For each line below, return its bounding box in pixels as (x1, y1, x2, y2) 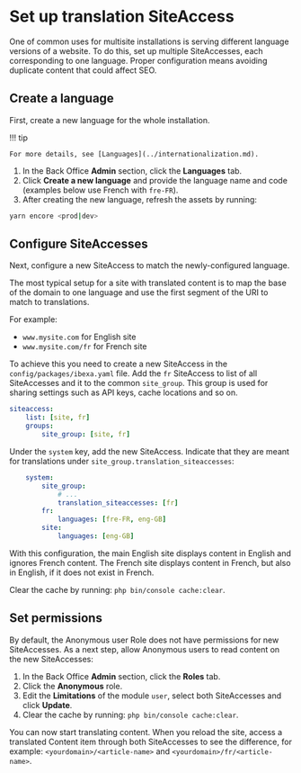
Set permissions (9, 610, 103, 626)
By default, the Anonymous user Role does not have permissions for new (9, 634, 279, 645)
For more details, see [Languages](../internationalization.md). (9, 149, 259, 158)
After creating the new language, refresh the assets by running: (22, 193, 258, 204)
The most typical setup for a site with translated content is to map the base (9, 277, 288, 289)
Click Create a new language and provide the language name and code (22, 175, 288, 185)
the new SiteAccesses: (9, 653, 94, 664)
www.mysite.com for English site (22, 331, 137, 343)
